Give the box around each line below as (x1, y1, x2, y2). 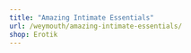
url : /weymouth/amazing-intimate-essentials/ (9, 22, 182, 31)
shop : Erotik (9, 30, 58, 39)
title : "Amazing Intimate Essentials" (9, 13, 154, 22)
